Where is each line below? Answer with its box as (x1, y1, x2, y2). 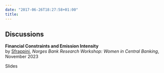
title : (5, 12, 19, 17)
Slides (5, 63, 18, 69)
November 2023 (5, 54, 39, 60)
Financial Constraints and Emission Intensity (5, 43, 99, 49)
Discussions (5, 30, 44, 38)
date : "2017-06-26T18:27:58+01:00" (5, 7, 79, 12)
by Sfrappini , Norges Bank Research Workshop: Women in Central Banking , (5, 48, 160, 54)
